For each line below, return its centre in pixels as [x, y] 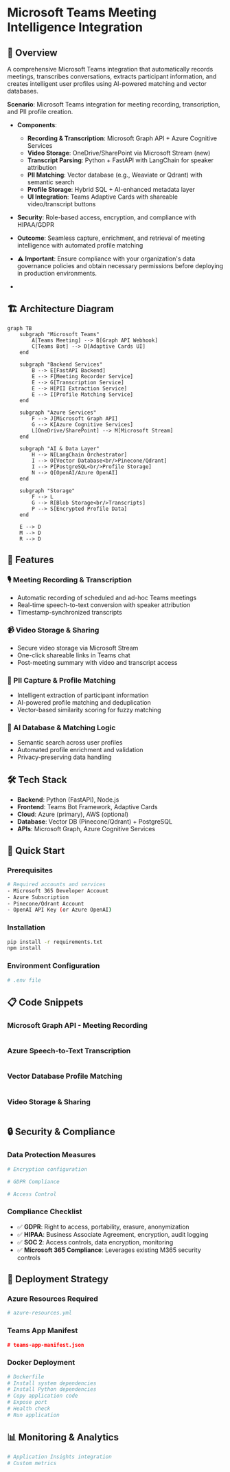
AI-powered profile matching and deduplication [84, 703]
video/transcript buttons [61, 204]
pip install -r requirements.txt [55, 942]
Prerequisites [30, 870]
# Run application [33, 1415]
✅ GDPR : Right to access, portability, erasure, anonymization [103, 1227]
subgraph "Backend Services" [61, 364]
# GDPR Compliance [33, 1182]
